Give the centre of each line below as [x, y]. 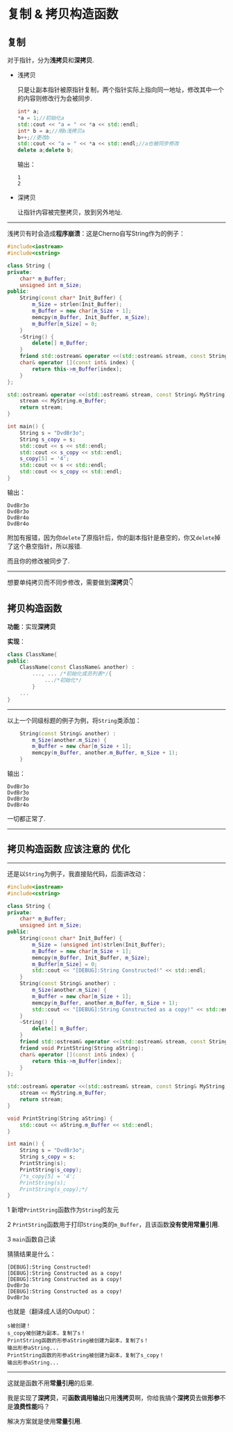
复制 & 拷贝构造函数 [63, 14]
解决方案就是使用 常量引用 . [45, 1422]
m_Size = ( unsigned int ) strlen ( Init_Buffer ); [99, 945]
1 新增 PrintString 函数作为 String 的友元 [63, 1210]
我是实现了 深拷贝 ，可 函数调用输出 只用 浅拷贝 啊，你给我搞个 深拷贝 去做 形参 [113, 1398]
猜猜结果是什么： [32, 1254]
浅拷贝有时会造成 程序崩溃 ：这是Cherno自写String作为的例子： [96, 234]
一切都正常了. [27, 819]
